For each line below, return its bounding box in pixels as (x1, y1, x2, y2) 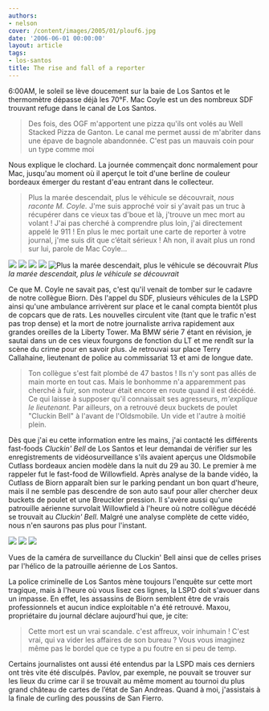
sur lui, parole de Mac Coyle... (27, 243, 128, 253)
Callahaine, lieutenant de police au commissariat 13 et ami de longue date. (8, 353, 254, 362)
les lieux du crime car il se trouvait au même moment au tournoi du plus (8, 676, 245, 685)
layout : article (8, 42, 63, 50)
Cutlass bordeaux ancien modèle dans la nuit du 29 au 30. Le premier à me (8, 460, 257, 470)
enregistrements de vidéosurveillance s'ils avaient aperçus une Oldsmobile (8, 452, 257, 462)
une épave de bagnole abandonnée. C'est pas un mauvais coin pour (27, 136, 255, 145)
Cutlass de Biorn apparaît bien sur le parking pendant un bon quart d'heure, (8, 477, 259, 487)
